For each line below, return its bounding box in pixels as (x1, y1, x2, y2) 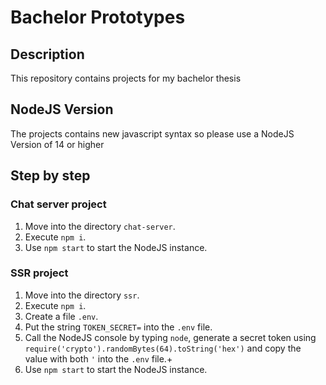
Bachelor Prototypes (10, 6, 186, 29)
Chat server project (10, 197, 107, 211)
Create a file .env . (24, 310, 99, 322)
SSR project (10, 266, 69, 280)
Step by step (10, 167, 91, 185)
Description (10, 46, 85, 63)
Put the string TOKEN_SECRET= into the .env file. (24, 321, 213, 333)
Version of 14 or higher (10, 138, 105, 150)
